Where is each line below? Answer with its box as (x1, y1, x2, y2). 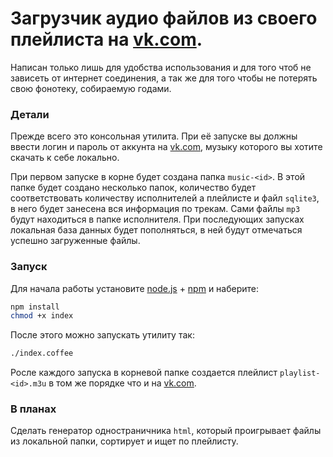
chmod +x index (10, 311, 74, 321)
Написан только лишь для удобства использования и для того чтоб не (10, 61, 312, 73)
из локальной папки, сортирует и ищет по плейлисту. (10, 435, 239, 447)
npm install (10, 302, 60, 312)
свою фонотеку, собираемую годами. (10, 82, 172, 94)
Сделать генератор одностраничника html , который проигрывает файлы (10, 425, 322, 437)
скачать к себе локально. (10, 152, 120, 164)
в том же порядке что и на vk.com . (48, 377, 197, 389)
